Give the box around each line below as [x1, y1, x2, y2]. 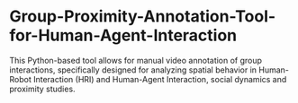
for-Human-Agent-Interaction [9, 25, 238, 46]
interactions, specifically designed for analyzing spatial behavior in [9, 64, 257, 75]
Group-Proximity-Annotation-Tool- [9, 6, 276, 27]
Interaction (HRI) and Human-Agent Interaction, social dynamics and [32, 73, 287, 84]
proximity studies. [9, 83, 76, 94]
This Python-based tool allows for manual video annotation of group [9, 55, 263, 65]
